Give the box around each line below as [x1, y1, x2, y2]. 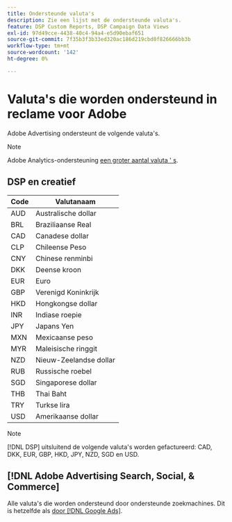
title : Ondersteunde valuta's [7, 10, 95, 17]
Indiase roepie [35, 310, 82, 319]
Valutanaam [55, 196, 96, 206]
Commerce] [7, 480, 60, 493]
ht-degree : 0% [7, 56, 49, 62]
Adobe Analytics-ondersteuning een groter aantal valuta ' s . [7, 155, 179, 164]
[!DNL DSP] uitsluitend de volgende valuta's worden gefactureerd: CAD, [7, 442, 213, 451]
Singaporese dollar [35, 378, 97, 387]
